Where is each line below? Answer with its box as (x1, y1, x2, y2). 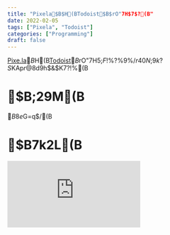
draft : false (7, 37, 46, 44)
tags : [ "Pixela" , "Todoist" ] (7, 23, 93, 31)
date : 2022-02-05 (7, 17, 59, 24)
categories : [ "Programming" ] (7, 30, 93, 38)
